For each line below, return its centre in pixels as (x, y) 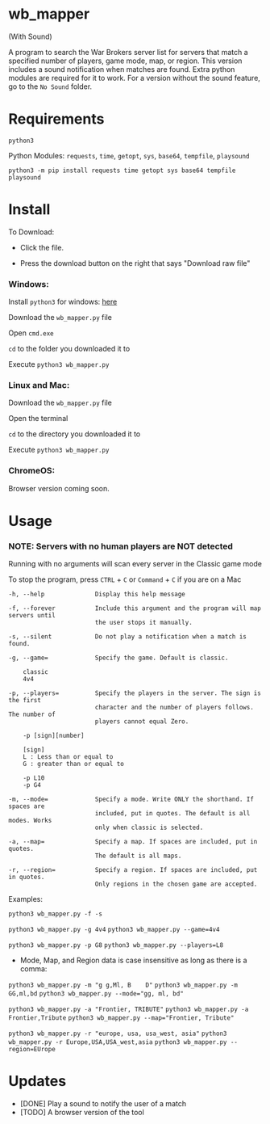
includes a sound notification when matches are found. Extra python (122, 69)
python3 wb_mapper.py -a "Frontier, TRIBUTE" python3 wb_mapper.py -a (129, 1010)
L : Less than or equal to (68, 757)
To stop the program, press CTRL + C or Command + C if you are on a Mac (125, 579)
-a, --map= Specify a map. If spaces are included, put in (133, 842)
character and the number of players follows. (174, 708)
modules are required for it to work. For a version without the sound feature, (134, 78)
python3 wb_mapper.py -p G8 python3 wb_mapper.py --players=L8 (116, 945)
